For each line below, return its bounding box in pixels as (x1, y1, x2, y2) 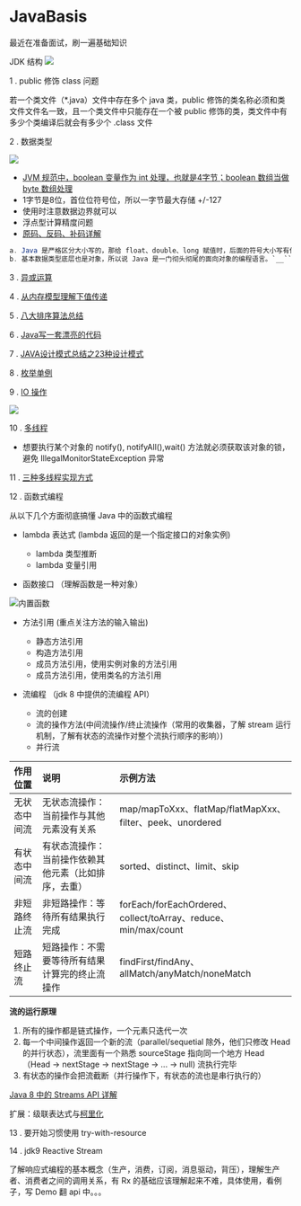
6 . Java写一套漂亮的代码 (9, 329, 101, 340)
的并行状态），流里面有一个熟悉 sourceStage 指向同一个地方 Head (21, 1047, 265, 1058)
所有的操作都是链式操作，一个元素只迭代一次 (21, 1024, 188, 1035)
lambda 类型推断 (35, 548, 98, 559)
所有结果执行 (50, 910, 106, 923)
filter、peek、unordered (119, 816, 222, 829)
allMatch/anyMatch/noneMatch (119, 967, 252, 980)
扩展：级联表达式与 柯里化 (9, 1108, 104, 1119)
